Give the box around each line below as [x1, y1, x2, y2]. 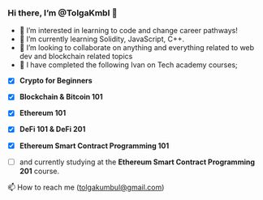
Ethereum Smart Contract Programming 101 [19, 141, 170, 151]
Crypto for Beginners [19, 76, 93, 86]
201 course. [19, 166, 60, 176]
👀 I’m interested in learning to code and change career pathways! [19, 26, 239, 36]
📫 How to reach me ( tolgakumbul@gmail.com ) [7, 182, 165, 192]
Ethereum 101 [19, 109, 67, 118]
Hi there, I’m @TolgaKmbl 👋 [7, 7, 118, 19]
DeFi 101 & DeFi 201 [19, 125, 86, 134]
